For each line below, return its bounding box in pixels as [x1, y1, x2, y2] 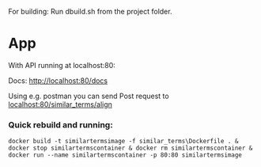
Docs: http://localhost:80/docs [8, 75, 108, 85]
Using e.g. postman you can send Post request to [8, 91, 169, 101]
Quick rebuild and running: [8, 119, 113, 130]
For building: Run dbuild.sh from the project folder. [8, 7, 172, 16]
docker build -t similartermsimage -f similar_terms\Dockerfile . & [8, 138, 239, 146]
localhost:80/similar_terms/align [8, 99, 113, 109]
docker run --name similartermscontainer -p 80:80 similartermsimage [8, 151, 243, 159]
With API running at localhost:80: [8, 60, 116, 70]
